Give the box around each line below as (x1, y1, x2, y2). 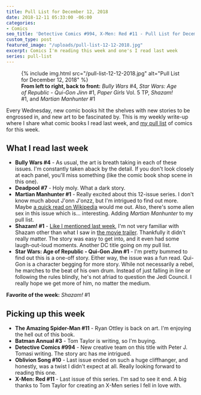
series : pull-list (6, 53, 52, 59)
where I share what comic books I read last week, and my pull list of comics (6, 119, 193, 126)
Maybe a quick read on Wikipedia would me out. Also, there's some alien (14, 203, 194, 211)
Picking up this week (6, 309, 86, 319)
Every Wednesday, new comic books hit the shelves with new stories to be (6, 107, 190, 114)
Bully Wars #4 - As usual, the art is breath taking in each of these (14, 159, 177, 166)
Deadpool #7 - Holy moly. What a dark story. (14, 184, 126, 192)
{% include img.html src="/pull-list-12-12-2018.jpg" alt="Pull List (21, 69, 179, 77)
